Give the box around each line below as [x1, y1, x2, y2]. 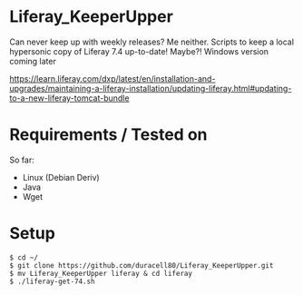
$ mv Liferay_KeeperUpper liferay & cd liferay [9, 269, 193, 278]
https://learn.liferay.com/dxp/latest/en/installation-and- [9, 73, 216, 84]
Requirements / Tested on [9, 124, 208, 145]
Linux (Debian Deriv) [22, 172, 100, 182]
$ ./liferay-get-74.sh [9, 277, 95, 286]
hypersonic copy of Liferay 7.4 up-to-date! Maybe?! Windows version [9, 45, 269, 56]
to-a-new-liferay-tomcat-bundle [9, 93, 130, 103]
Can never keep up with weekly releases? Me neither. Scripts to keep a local [9, 36, 295, 47]
